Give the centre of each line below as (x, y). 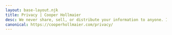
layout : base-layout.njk (32, 10)
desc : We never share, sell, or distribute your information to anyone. (84, 20)
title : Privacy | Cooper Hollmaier (43, 15)
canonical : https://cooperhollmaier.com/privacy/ (59, 24)
